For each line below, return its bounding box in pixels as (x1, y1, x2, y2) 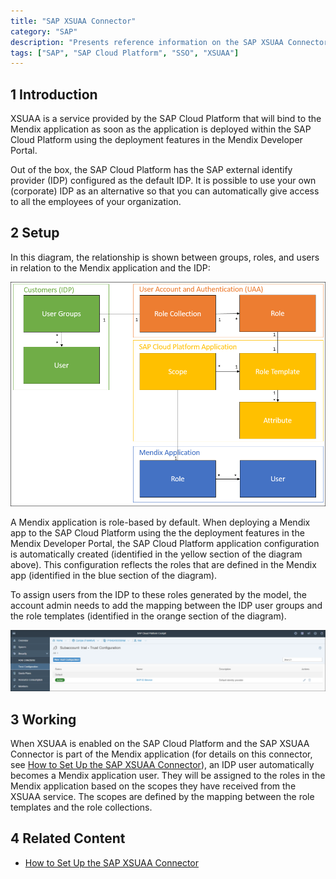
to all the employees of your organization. (10, 196, 182, 208)
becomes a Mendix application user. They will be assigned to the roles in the (10, 769, 326, 781)
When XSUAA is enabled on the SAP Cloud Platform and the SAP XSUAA (10, 737, 310, 749)
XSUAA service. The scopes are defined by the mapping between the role (10, 790, 315, 802)
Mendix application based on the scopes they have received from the (10, 780, 297, 792)
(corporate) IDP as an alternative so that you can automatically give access (10, 185, 320, 197)
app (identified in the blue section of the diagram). (10, 570, 218, 582)
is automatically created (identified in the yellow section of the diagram (10, 548, 303, 560)
